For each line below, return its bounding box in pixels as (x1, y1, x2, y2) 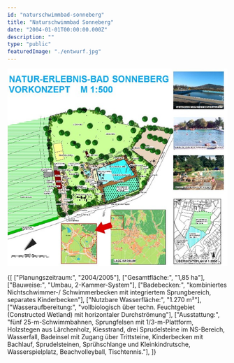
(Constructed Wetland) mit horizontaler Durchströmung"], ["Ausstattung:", (7, 310, 220, 318)
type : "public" (7, 41, 52, 48)
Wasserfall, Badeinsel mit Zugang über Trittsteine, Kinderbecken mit (7, 332, 204, 341)
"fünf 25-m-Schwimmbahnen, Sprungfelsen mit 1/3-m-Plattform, (7, 318, 194, 326)
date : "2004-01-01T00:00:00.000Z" (7, 26, 108, 33)
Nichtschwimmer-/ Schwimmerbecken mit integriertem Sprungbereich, (7, 287, 212, 297)
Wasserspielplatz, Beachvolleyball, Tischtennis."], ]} (7, 347, 157, 356)
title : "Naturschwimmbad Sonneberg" (7, 18, 114, 26)
